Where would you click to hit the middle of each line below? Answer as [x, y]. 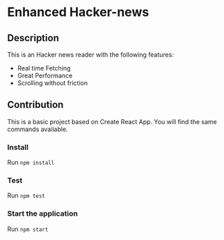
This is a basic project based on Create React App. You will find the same [112, 121]
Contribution [35, 105]
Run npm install [31, 163]
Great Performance [45, 75]
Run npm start [28, 229]
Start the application [42, 213]
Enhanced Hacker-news [78, 12]
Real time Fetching [44, 68]
